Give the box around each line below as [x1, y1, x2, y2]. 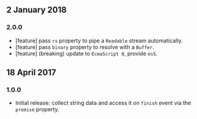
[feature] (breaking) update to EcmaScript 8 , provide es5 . [15, 50, 158, 57]
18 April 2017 [6, 67, 57, 78]
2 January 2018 [6, 5, 67, 15]
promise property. [15, 106, 60, 113]
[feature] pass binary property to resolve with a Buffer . [15, 43, 154, 50]
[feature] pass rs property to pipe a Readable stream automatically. [15, 36, 183, 44]
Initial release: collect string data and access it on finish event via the [15, 100, 192, 107]
